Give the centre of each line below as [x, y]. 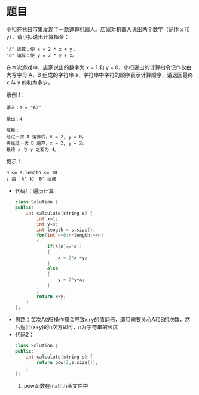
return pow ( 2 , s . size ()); [68, 363]
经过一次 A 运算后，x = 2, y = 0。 [46, 137]
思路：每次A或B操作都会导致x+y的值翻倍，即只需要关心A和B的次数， [100, 320]
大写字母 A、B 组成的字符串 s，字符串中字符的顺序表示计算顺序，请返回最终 [100, 75]
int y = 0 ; [48, 224]
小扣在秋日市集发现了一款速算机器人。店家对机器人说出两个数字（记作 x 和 [98, 29]
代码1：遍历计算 [34, 190]
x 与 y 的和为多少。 [30, 82]
